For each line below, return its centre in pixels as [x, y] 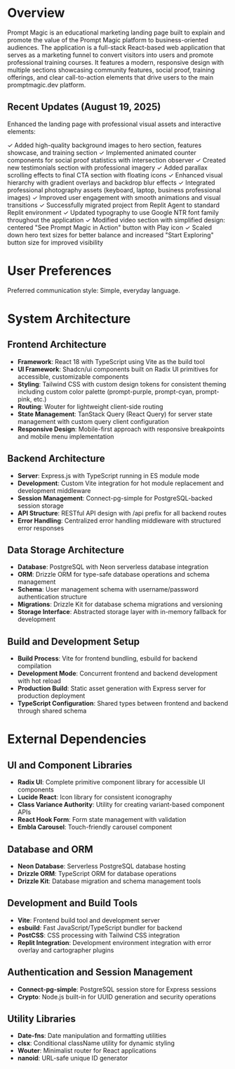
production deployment [51, 696]
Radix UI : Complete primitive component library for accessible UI [111, 782]
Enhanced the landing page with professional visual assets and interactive [114, 124]
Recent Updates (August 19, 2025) [84, 107]
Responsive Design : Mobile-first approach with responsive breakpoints [121, 429]
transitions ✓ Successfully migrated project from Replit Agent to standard [113, 205]
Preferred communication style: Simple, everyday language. [94, 290]
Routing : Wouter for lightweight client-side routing [90, 406]
